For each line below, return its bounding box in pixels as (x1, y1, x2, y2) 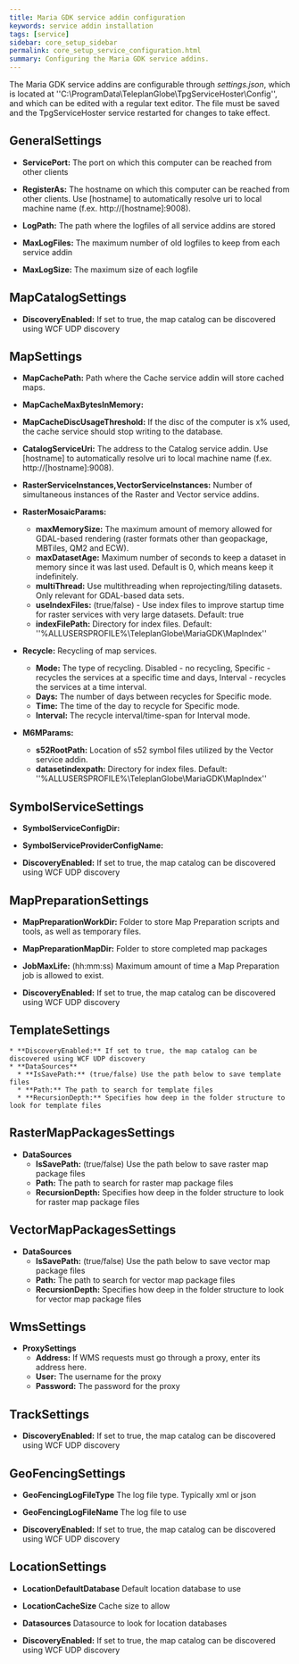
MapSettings (9, 349, 83, 364)
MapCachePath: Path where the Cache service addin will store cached (21, 372, 285, 384)
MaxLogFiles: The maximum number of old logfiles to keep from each (21, 237, 280, 248)
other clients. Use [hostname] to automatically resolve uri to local (21, 193, 262, 204)
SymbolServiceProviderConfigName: (21, 840, 163, 851)
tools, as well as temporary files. (21, 926, 142, 937)
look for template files (9, 1101, 102, 1110)
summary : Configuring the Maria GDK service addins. (9, 54, 210, 63)
